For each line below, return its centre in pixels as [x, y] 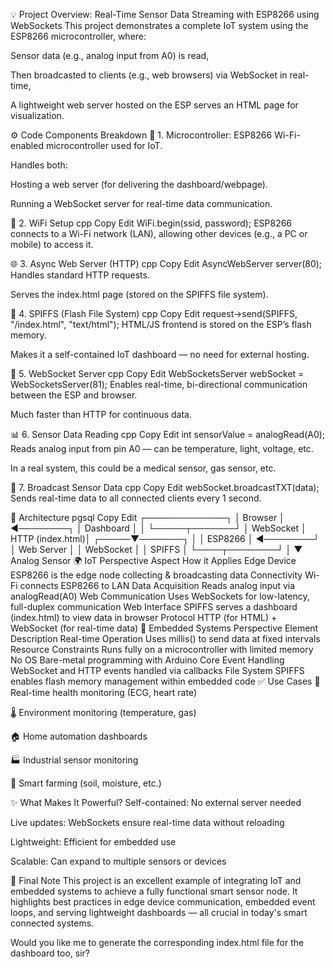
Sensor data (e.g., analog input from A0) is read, [110, 55]
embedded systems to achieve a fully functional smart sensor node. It [154, 891]
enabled [27, 145]
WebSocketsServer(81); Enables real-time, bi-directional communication [159, 384]
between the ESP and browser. [74, 395]
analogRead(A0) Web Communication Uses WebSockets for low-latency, [160, 596]
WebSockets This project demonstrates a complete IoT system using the [159, 25]
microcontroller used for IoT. [104, 145]
